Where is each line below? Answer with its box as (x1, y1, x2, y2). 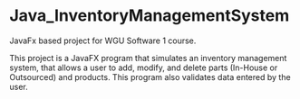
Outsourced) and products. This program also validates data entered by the (9, 71, 292, 82)
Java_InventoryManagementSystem (9, 5, 290, 26)
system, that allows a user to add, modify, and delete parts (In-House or (9, 62, 278, 73)
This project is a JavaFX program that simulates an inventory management (9, 52, 287, 63)
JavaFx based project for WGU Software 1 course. (9, 35, 197, 46)
